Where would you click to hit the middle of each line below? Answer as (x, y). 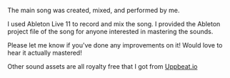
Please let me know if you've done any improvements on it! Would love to (115, 45)
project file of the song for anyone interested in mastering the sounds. (110, 32)
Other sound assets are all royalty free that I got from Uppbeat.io (102, 66)
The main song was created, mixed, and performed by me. (94, 10)
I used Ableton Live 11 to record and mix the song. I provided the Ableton (114, 24)
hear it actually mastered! (45, 53)
